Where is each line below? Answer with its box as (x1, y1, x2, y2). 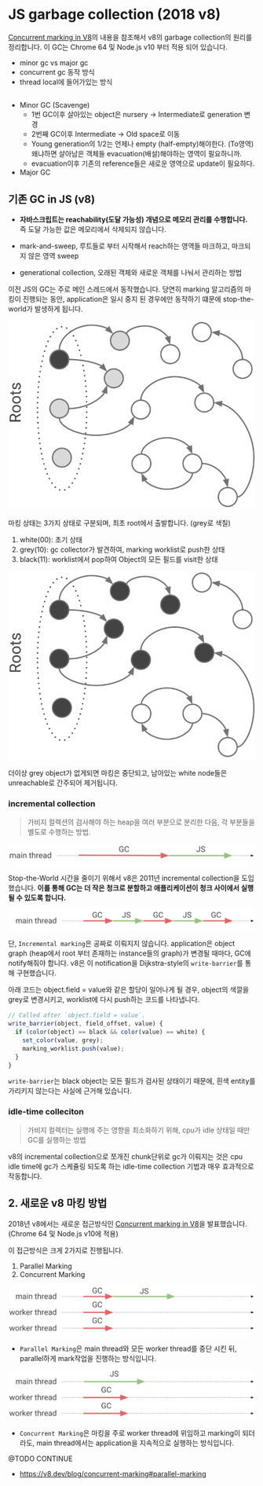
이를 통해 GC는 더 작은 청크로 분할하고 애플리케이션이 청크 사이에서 (37, 883, 239, 893)
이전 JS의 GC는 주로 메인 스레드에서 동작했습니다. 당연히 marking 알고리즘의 (8, 284, 243, 294)
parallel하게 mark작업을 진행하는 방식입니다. (19, 1353, 157, 1363)
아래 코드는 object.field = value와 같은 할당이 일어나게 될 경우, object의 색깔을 (8, 985, 250, 995)
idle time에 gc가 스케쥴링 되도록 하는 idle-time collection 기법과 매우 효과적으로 (8, 1161, 254, 1171)
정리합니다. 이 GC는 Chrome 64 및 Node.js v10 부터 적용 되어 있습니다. (8, 42, 228, 52)
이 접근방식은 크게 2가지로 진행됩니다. (8, 1246, 124, 1255)
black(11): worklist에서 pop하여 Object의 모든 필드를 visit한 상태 (19, 554, 218, 563)
